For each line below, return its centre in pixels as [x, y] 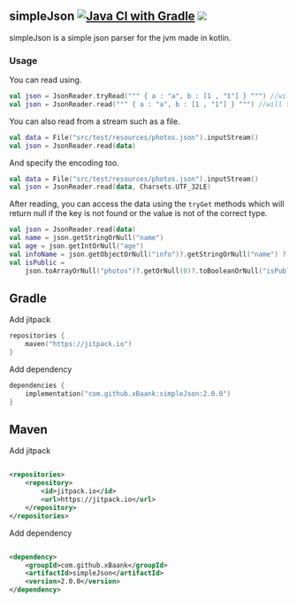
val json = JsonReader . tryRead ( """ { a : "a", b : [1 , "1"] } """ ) [138, 97]
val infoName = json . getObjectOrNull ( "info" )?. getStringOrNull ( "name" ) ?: [150, 254]
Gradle [28, 298]
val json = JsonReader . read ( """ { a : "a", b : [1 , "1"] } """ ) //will [146, 104]
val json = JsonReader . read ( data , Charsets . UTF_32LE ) [110, 187]
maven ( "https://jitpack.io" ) [79, 344]
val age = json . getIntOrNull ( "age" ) [76, 246]
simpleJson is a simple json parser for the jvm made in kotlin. [120, 37]
